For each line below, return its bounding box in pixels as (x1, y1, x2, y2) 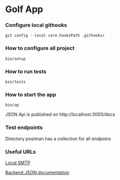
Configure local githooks (5, 22, 67, 29)
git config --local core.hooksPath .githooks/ (5, 33, 105, 38)
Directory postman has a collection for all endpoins (5, 136, 111, 142)
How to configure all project (5, 44, 75, 52)
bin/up (5, 103, 19, 108)
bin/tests (5, 79, 26, 84)
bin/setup (5, 56, 26, 61)
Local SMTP (5, 159, 31, 165)
